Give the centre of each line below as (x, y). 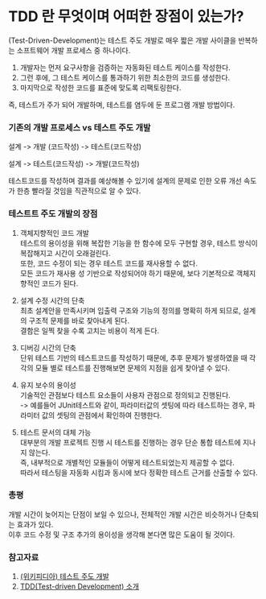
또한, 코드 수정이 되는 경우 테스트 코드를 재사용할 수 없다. (109, 263)
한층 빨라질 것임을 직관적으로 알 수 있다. (79, 191)
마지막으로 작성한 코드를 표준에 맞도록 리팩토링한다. (100, 87)
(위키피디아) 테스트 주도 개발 (65, 576)
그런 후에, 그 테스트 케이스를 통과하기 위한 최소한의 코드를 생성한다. (125, 77)
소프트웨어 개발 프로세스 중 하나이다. (74, 50)
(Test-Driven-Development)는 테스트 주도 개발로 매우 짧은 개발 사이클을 (123, 40)
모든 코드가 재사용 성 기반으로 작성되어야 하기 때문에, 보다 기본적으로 (127, 273)
